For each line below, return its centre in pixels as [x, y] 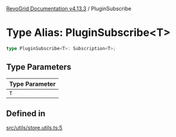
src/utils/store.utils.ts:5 [34, 128]
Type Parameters [39, 67]
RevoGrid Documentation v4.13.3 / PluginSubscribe [69, 9]
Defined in [26, 113]
